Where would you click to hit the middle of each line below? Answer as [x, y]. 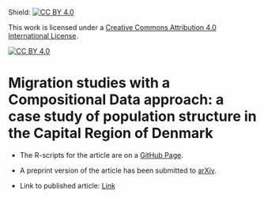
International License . [43, 36]
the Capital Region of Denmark [111, 133]
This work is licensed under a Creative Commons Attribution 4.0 [113, 27]
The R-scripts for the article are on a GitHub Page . [101, 155]
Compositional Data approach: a [116, 100]
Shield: [19, 12]
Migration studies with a [89, 83]
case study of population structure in [132, 116]
